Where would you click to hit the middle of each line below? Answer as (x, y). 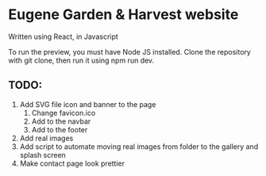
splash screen (42, 155)
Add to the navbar (61, 121)
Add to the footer (60, 129)
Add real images (46, 138)
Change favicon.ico (64, 113)
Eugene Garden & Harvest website (123, 15)
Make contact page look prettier (72, 163)
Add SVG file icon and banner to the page (88, 104)
